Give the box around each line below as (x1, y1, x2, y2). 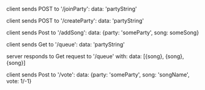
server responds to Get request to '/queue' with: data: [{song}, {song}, (6, 53, 185, 60)
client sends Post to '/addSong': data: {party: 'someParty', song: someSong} (6, 29, 199, 36)
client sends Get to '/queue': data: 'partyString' (6, 41, 125, 48)
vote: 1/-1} (6, 78, 32, 84)
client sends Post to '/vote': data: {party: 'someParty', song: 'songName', (6, 71, 190, 78)
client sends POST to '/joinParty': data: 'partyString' (6, 6, 137, 12)
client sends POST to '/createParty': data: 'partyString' (6, 17, 144, 24)
